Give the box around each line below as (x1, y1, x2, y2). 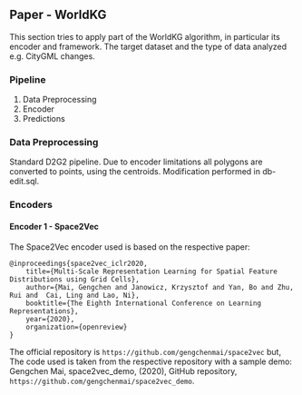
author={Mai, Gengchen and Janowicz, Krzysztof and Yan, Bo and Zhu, (25, 282, 295, 291)
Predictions (22, 114, 65, 124)
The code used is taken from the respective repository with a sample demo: (9, 356, 293, 367)
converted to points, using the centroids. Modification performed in (9, 166, 261, 177)
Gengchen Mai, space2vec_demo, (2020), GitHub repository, (9, 365, 238, 376)
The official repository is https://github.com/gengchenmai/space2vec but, (9, 346, 282, 357)
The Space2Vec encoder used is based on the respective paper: (9, 241, 251, 252)
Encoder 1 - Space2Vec (9, 221, 100, 232)
